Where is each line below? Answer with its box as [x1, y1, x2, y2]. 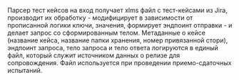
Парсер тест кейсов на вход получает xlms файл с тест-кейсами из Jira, [7, 6, 228, 14]
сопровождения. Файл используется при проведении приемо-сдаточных [7, 59, 232, 67]
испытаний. [7, 67, 43, 74]
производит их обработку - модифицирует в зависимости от [7, 13, 193, 22]
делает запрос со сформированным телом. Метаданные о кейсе [7, 28, 205, 37]
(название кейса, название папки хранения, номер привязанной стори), [7, 36, 228, 45]
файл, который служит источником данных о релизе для [7, 51, 180, 59]
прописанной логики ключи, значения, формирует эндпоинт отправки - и [7, 21, 233, 29]
